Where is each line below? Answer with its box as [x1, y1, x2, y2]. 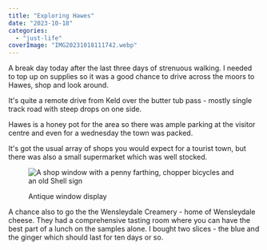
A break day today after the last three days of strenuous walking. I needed [8, 63, 253, 73]
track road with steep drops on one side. [8, 105, 142, 114]
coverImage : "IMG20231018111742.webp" [8, 42, 137, 50]
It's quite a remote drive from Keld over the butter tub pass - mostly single [8, 96, 253, 105]
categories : [8, 26, 48, 34]
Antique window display [28, 192, 107, 201]
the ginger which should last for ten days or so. [8, 232, 164, 242]
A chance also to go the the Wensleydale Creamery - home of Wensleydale [8, 207, 256, 216]
